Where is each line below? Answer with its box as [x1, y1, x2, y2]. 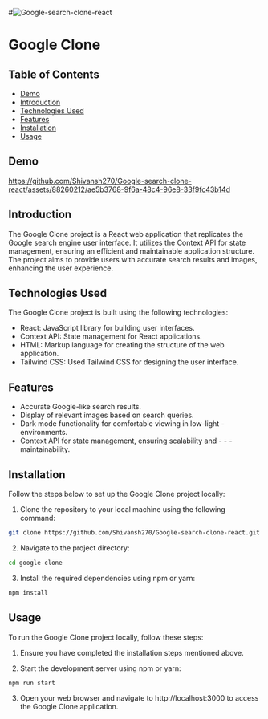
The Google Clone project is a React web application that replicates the [8, 229, 244, 238]
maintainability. [19, 445, 71, 454]
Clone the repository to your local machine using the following [19, 505, 226, 514]
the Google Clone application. [19, 702, 119, 712]
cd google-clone [8, 559, 63, 567]
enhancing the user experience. [8, 263, 114, 273]
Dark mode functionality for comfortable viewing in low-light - [19, 419, 225, 429]
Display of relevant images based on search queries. [19, 410, 194, 420]
